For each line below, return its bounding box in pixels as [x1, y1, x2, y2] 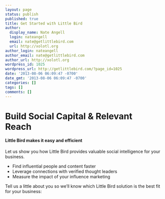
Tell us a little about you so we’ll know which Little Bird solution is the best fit [5, 183, 160, 189]
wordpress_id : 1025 [5, 62, 45, 67]
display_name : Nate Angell [9, 30, 65, 35]
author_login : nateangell [5, 48, 58, 53]
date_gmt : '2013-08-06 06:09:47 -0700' [5, 76, 87, 81]
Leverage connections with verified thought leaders [12, 168, 117, 174]
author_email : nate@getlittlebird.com [5, 53, 85, 58]
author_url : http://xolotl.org [5, 57, 69, 62]
